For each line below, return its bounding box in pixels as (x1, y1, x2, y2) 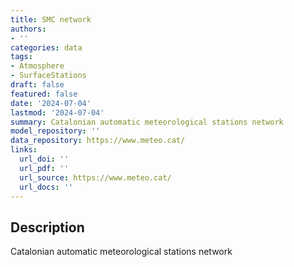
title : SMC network (10, 14, 92, 25)
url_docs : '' (19, 182, 74, 192)
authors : (10, 24, 47, 34)
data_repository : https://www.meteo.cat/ (10, 136, 186, 146)
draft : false (10, 80, 65, 90)
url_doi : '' (19, 154, 70, 164)
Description (10, 219, 85, 236)
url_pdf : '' (19, 163, 70, 173)
